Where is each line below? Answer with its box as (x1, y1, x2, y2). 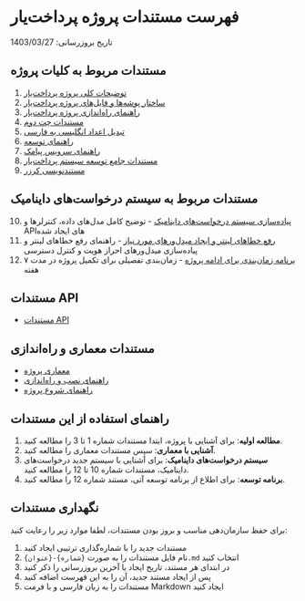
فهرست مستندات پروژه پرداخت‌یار (10, 6, 239, 27)
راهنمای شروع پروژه (23, 385, 94, 396)
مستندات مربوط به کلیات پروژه (10, 63, 167, 78)
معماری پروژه (23, 365, 71, 376)
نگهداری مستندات (10, 500, 99, 516)
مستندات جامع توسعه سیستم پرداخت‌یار (23, 155, 158, 166)
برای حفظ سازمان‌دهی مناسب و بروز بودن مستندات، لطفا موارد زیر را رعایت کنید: (10, 524, 288, 535)
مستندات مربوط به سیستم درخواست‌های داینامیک (10, 192, 259, 207)
